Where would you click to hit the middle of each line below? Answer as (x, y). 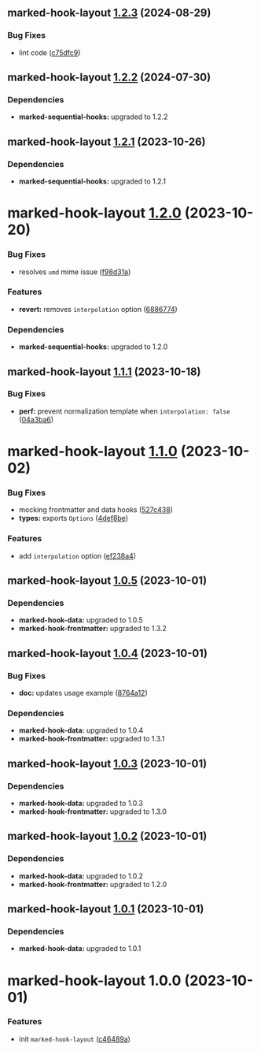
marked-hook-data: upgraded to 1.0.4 (81, 730)
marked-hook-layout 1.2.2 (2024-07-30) (109, 78)
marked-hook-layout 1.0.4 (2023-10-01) (107, 653)
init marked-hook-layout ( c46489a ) (75, 1038)
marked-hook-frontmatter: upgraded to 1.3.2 (92, 629)
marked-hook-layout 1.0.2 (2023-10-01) (107, 836)
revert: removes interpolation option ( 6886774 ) (98, 309)
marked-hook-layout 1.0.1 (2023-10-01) (106, 909)
